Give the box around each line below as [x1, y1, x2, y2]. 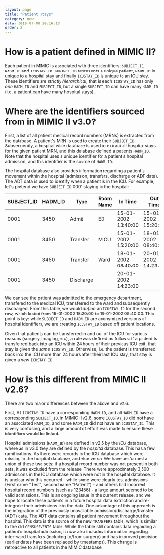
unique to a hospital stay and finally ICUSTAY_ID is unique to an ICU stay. [5, 73, 150, 79]
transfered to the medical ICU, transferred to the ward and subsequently [5, 300, 150, 306]
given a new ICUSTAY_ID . [5, 357, 54, 362]
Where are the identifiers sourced [5, 106, 145, 117]
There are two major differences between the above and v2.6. [5, 400, 129, 406]
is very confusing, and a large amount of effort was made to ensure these [5, 425, 153, 431]
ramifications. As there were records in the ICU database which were [5, 450, 144, 456]
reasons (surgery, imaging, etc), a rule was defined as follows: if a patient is [5, 336, 158, 341]
